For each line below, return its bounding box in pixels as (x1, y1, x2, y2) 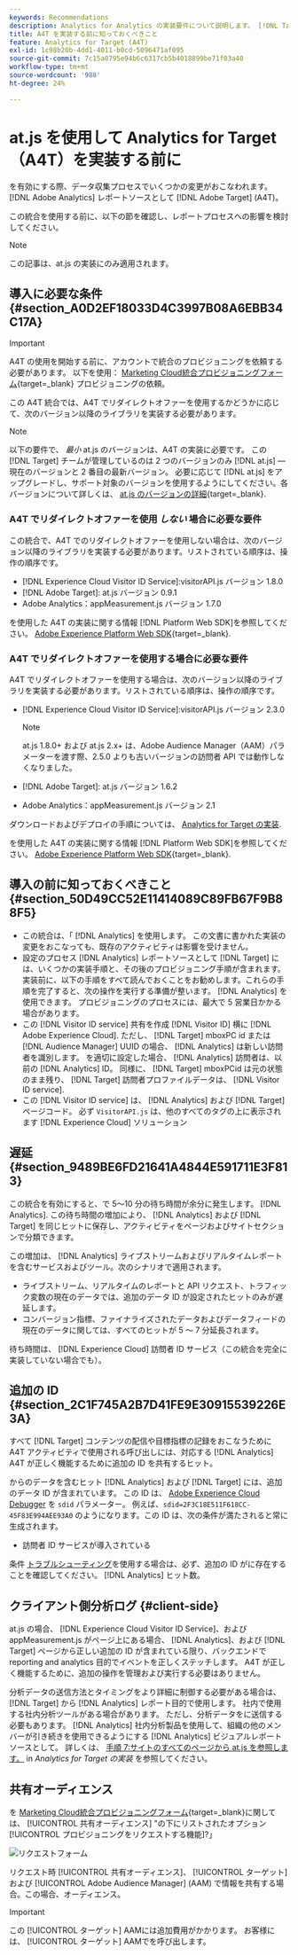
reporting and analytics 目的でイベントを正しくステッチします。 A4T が (9, 1657, 271, 1668)
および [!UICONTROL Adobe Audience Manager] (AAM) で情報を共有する (9, 1878, 277, 1889)
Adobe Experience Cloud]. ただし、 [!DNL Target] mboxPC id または (21, 1029, 271, 1040)
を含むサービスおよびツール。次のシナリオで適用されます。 (9, 1261, 226, 1272)
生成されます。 (9, 1521, 64, 1532)
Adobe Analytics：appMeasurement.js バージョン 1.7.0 (21, 598, 222, 608)
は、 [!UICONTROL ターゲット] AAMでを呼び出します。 (9, 1936, 211, 1947)
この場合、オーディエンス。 (24, 1889, 126, 1900)
